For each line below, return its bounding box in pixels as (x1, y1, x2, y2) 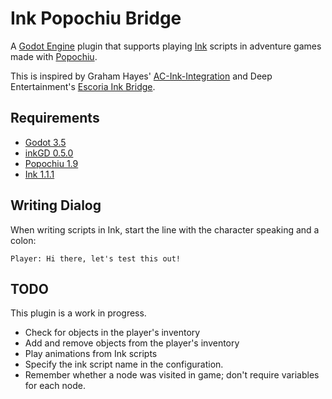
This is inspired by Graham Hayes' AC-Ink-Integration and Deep (10, 70, 273, 82)
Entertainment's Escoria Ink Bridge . (10, 80, 156, 92)
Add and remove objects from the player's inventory (24, 337, 240, 349)
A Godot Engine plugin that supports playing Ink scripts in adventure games (10, 40, 322, 52)
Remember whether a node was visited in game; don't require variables (24, 369, 320, 381)
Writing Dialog (10, 197, 102, 214)
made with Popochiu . (10, 50, 98, 62)
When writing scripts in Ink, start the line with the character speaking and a (10, 223, 320, 236)
